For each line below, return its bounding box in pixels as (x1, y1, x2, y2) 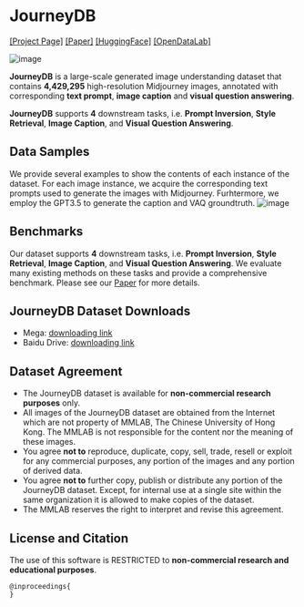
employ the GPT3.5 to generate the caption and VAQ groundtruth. (9, 197, 256, 208)
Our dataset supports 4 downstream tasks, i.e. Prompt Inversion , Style (9, 248, 278, 259)
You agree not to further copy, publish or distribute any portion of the (22, 475, 283, 486)
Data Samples (9, 144, 90, 159)
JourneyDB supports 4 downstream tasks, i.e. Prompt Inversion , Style (9, 108, 276, 118)
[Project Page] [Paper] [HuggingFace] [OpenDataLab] (9, 36, 211, 46)
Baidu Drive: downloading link (22, 337, 135, 348)
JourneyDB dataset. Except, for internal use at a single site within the (22, 485, 282, 496)
